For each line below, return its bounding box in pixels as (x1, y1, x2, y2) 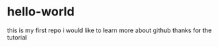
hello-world (7, 4, 75, 19)
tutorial (7, 33, 27, 41)
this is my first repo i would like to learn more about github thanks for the (7, 26, 212, 34)
